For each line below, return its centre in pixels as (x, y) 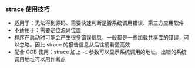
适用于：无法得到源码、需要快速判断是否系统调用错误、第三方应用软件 (99, 23)
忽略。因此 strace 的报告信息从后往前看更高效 (75, 45)
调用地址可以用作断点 (40, 59)
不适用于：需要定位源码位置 (48, 30)
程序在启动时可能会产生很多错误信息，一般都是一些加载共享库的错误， (99, 37)
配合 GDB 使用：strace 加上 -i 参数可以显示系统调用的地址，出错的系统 (100, 52)
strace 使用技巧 (28, 9)
